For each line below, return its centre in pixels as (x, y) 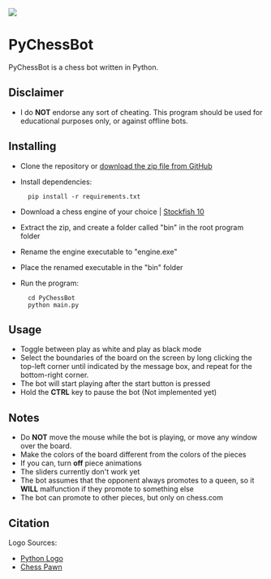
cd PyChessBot (52, 298)
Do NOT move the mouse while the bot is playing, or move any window (139, 437)
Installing (32, 146)
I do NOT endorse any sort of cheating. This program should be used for (141, 112)
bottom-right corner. (54, 375)
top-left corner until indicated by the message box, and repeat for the (136, 367)
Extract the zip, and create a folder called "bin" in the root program (132, 227)
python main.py (54, 305)
